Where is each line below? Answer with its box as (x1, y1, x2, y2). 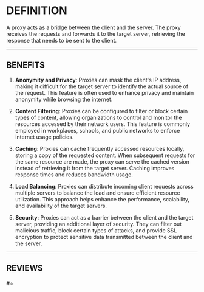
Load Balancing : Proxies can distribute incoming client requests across (15, 182, 194, 190)
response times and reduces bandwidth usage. (15, 171, 134, 178)
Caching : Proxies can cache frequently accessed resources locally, (15, 145, 185, 152)
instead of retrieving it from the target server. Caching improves (15, 164, 175, 172)
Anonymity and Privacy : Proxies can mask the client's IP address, (15, 76, 182, 83)
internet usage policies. (15, 133, 74, 141)
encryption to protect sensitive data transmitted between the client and (15, 233, 193, 240)
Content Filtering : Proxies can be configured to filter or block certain (15, 107, 188, 114)
